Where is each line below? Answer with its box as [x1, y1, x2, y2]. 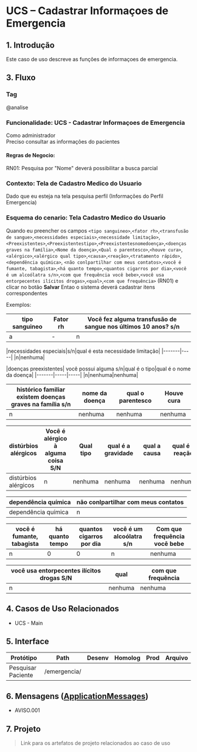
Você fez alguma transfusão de [87, 315, 177, 323]
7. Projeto [6, 724, 41, 734]
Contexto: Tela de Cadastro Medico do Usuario [6, 180, 142, 188]
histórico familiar [16, 385, 66, 393]
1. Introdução [6, 40, 55, 50]
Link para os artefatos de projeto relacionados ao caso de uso [20, 740, 171, 747]
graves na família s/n [11, 400, 72, 408]
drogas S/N [39, 574, 72, 582]
